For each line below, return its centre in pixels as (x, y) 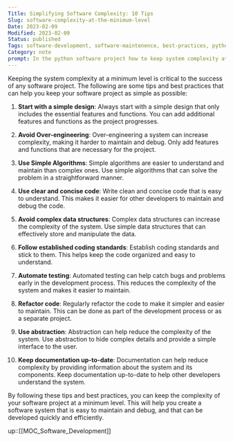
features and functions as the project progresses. (88, 121)
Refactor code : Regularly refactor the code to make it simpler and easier (121, 303)
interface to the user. (48, 346)
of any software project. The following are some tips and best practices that (116, 86)
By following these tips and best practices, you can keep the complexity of (114, 395)
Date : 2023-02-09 (33, 26)
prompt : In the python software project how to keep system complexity (113, 59)
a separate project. (45, 318)
